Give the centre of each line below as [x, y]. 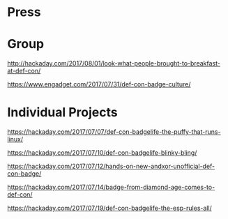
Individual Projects [62, 113]
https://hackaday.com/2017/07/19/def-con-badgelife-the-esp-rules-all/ [110, 208]
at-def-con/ [24, 71]
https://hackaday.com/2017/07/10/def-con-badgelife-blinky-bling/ [102, 153]
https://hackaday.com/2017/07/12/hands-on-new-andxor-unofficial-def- [111, 166]
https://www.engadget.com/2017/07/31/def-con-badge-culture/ [99, 84]
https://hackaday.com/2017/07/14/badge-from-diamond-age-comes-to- [111, 187]
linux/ [15, 139]
